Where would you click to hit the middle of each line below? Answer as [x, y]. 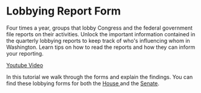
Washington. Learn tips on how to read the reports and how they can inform [101, 47]
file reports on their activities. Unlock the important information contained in [101, 34]
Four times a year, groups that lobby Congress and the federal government [99, 28]
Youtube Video [25, 65]
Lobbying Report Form [64, 11]
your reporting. [25, 53]
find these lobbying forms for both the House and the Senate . [83, 83]
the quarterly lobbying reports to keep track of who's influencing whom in [98, 40]
